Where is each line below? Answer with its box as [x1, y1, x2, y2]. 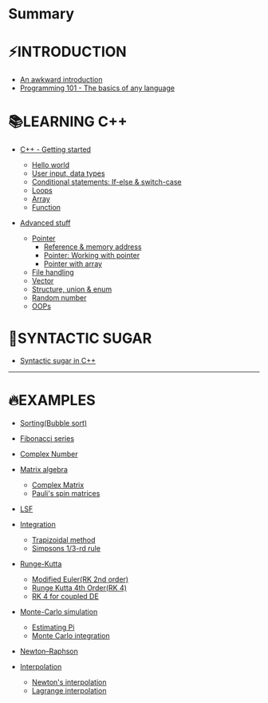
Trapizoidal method [31, 534, 96, 544]
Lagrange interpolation [31, 685, 107, 695]
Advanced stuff [19, 218, 71, 228]
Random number [31, 293, 87, 303]
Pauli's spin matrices [31, 488, 100, 498]
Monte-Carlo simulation [19, 606, 98, 616]
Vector [31, 276, 54, 286]
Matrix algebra [19, 464, 68, 474]
